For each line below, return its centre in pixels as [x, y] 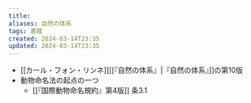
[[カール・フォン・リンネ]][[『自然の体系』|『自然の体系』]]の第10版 [132, 71]
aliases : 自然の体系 [40, 24]
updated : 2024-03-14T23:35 [54, 46]
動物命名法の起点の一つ [59, 80]
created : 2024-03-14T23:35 [54, 39]
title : [19, 16]
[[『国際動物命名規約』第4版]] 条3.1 [90, 91]
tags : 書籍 [26, 31]
